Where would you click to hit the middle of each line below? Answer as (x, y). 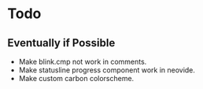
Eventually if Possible (61, 43)
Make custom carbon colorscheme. (76, 78)
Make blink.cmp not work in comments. (83, 61)
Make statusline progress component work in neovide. (107, 70)
